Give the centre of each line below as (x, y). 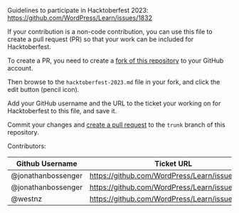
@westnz (27, 199)
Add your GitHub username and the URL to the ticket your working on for (114, 103)
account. (20, 68)
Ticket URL (173, 163)
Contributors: (27, 146)
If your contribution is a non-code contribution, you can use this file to (110, 32)
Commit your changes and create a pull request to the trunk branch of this (116, 125)
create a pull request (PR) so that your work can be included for (101, 39)
